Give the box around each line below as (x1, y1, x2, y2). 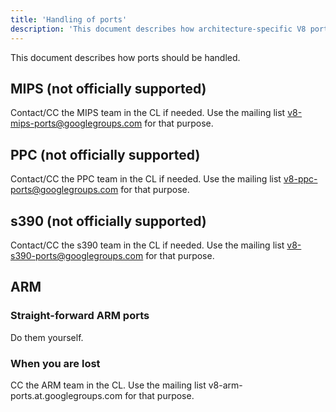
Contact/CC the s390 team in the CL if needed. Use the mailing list (10, 239, 285, 251)
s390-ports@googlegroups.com (10, 249, 144, 261)
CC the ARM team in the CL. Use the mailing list (10, 379, 207, 391)
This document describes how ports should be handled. (10, 51, 241, 63)
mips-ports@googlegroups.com (10, 117, 143, 130)
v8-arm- (208, 379, 243, 391)
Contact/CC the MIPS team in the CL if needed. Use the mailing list (10, 107, 286, 119)
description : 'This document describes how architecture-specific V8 (10, 24, 307, 34)
